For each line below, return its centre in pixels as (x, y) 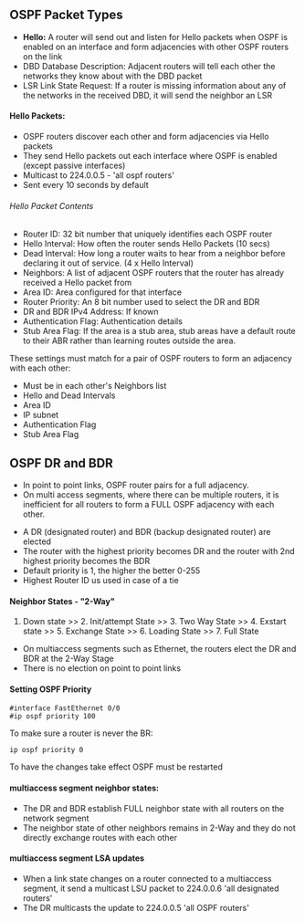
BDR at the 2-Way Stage (68, 659)
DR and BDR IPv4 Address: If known (90, 312)
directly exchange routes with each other (100, 837)
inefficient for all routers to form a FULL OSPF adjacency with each (148, 505)
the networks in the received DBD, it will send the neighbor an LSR (147, 95)
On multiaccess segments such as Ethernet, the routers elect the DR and (159, 649)
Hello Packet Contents (52, 205)
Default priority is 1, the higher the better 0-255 (111, 571)
